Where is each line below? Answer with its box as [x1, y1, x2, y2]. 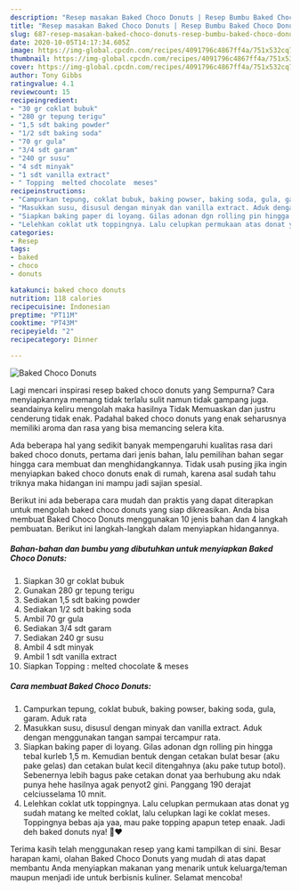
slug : [10, 29, 30, 38]
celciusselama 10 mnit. [22, 789, 107, 799]
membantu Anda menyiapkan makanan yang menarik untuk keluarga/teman [10, 863, 288, 873]
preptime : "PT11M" [10, 311, 78, 320]
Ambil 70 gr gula [22, 613, 84, 624]
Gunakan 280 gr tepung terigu [22, 585, 134, 595]
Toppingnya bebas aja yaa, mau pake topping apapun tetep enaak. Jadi [22, 816, 286, 828]
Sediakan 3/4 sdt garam [22, 622, 112, 633]
